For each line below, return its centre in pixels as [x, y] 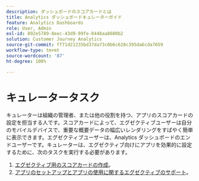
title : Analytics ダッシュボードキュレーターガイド [64, 17]
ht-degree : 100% [26, 61]
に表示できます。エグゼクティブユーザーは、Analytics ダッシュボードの [93, 138]
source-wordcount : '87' [36, 56]
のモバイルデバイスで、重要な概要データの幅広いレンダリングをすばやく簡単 [100, 130]
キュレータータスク [53, 98]
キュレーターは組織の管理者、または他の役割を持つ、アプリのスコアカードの [100, 115]
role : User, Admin [29, 28]
